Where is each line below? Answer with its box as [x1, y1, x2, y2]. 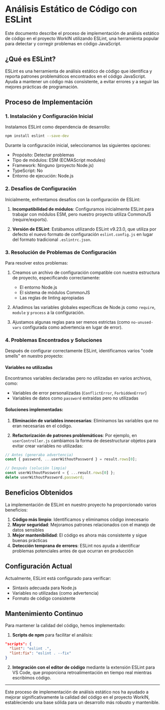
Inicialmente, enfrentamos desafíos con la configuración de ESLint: [5, 196, 141, 203]
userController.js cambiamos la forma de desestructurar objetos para [12, 438, 156, 443]
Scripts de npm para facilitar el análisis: [12, 632, 93, 638]
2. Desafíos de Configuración [5, 185, 77, 192]
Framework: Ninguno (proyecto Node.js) [12, 163, 94, 169]
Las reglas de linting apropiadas [19, 295, 84, 301]
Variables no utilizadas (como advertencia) [12, 590, 99, 596]
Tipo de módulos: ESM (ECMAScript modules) [12, 157, 106, 163]
